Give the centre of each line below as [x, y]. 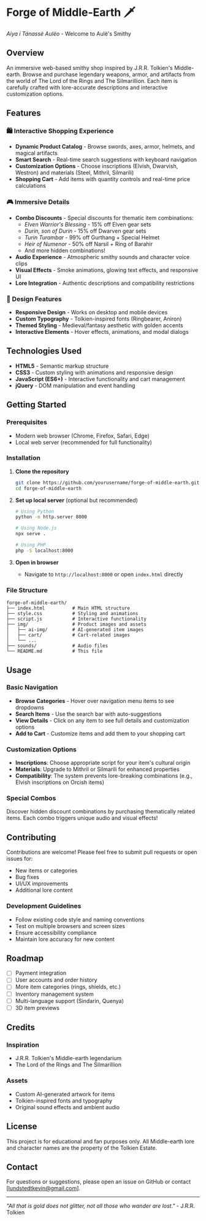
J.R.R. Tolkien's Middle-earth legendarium [68, 1058]
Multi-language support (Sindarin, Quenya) [70, 1001]
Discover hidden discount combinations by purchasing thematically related [101, 812]
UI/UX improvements [42, 884]
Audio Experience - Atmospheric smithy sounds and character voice [102, 257]
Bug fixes [27, 877]
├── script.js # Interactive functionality [77, 619]
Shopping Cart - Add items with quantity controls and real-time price [103, 179]
